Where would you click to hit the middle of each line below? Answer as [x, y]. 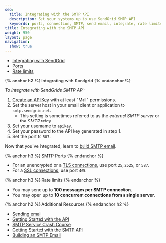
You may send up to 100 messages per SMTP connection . [72, 189]
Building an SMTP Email [36, 235]
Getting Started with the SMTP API [47, 230]
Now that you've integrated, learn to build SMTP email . [61, 146]
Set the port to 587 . [31, 136]
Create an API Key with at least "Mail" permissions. [64, 100]
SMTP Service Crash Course [41, 224]
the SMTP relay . [36, 121]
